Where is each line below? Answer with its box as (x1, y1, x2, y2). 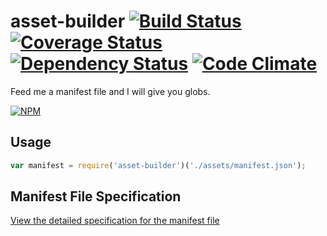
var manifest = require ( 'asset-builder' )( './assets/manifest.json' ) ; (10, 160, 307, 170)
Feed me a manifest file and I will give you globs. (10, 85, 211, 97)
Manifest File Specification (10, 188, 182, 205)
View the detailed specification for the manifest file (10, 215, 220, 227)
